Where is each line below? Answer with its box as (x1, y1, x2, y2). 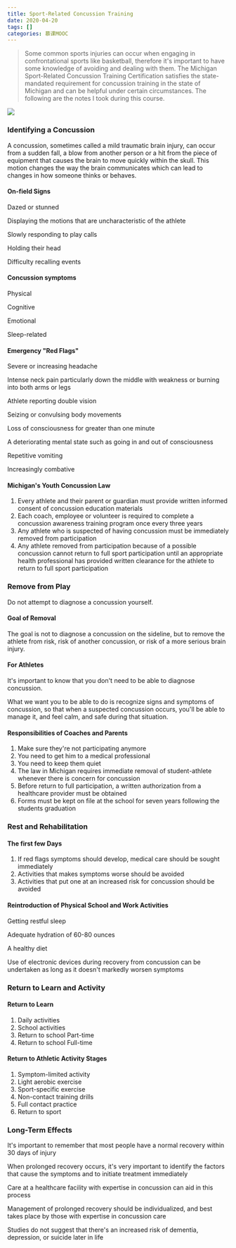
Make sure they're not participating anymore (17, 744, 147, 753)
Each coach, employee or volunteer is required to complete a (17, 512, 195, 520)
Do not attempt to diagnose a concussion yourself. (7, 598, 153, 606)
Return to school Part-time (17, 1030, 95, 1039)
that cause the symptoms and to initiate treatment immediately (7, 1170, 188, 1178)
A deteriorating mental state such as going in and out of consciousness (7, 438, 214, 446)
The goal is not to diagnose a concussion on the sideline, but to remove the (7, 629, 225, 638)
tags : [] (7, 23, 33, 30)
